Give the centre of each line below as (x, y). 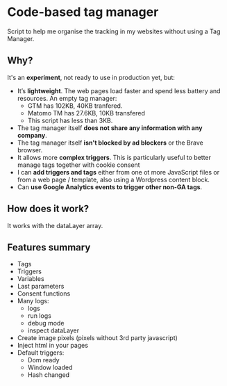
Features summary (49, 247)
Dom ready (43, 360)
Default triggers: (41, 353)
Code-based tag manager (83, 12)
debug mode (46, 323)
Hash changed (49, 375)
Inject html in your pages (53, 346)
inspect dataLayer (53, 330)
